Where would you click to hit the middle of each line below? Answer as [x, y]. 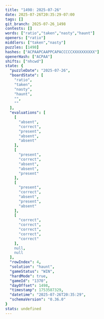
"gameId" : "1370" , [29, 281]
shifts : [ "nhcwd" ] [24, 61]
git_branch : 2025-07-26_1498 [35, 24]
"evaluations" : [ [28, 113]
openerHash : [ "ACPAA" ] [29, 57]
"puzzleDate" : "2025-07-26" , [40, 71]
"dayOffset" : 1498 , [30, 285]
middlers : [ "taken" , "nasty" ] [35, 43]
